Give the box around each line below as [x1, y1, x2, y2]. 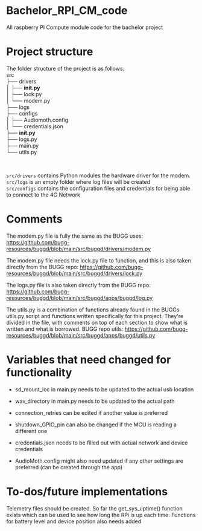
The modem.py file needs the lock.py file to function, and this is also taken [6, 256, 191, 264]
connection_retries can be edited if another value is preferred [14, 409, 168, 416]
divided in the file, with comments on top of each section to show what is [6, 319, 188, 326]
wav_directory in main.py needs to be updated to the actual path [14, 397, 175, 405]
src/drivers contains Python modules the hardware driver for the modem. [6, 172, 191, 179]
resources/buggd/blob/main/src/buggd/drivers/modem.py [6, 245, 151, 252]
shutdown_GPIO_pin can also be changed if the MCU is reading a [14, 421, 177, 428]
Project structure [6, 45, 93, 59]
